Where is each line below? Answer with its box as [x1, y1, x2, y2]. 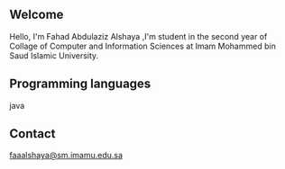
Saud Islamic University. [9, 49, 99, 61]
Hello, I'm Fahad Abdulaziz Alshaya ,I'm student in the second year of [9, 31, 268, 41]
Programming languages [9, 76, 152, 92]
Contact [9, 126, 56, 142]
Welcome [9, 7, 64, 22]
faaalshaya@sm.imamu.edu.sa [9, 150, 124, 161]
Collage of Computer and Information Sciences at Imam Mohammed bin [9, 40, 277, 51]
